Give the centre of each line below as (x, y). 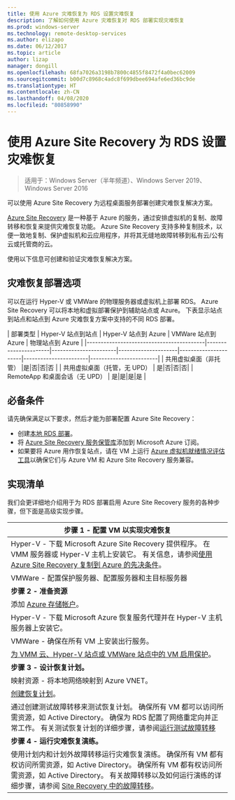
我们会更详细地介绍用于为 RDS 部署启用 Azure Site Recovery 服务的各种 (111, 502)
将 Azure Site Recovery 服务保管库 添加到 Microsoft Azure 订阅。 (110, 442)
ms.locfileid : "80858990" (45, 105)
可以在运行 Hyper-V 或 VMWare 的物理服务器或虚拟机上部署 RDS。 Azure (113, 301)
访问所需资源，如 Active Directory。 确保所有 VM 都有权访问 (116, 765)
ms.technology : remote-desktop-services (67, 33)
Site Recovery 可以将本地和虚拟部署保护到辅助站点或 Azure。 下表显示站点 (115, 310)
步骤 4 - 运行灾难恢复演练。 (57, 741)
